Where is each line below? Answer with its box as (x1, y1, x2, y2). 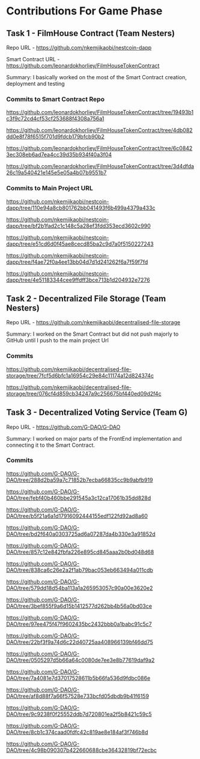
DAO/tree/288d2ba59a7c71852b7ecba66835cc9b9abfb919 (6, 476, 153, 483)
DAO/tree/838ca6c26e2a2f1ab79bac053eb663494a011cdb (6, 566, 153, 573)
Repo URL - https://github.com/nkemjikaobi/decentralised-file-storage (6, 319, 181, 326)
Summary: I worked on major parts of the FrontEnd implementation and (6, 435, 182, 442)
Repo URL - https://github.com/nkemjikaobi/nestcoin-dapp (6, 44, 152, 51)
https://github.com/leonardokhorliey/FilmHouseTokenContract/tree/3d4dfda (6, 163, 194, 170)
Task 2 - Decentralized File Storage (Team (6, 293, 166, 304)
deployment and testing (6, 80, 65, 87)
